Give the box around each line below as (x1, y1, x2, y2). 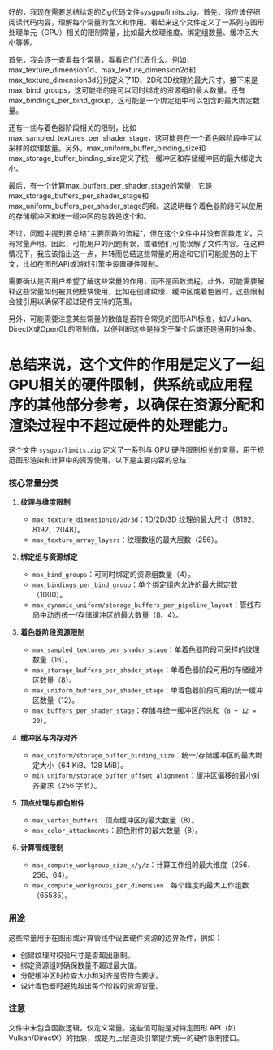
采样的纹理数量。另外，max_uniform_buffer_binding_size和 (8, 143, 206, 153)
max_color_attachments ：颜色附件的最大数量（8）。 (32, 826, 203, 835)
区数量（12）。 (32, 696, 80, 705)
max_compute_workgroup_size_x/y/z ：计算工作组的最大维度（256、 (32, 860, 255, 870)
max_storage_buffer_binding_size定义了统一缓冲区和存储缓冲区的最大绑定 (8, 154, 256, 163)
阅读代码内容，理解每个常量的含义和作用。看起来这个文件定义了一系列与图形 (8, 17, 265, 27)
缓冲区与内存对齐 (19, 733, 78, 743)
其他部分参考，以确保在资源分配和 (37, 397, 266, 414)
